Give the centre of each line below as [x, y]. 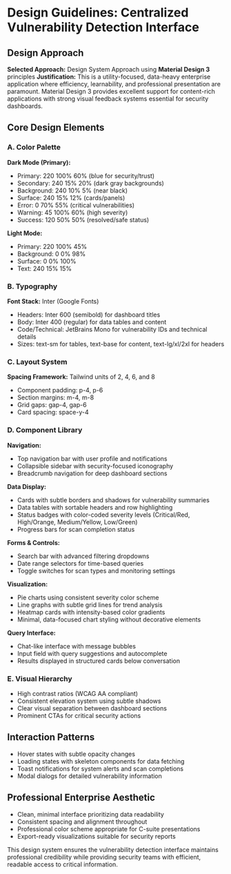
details [27, 337]
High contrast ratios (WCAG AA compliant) [78, 693]
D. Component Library [45, 430]
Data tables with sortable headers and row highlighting [95, 507]
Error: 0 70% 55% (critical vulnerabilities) [76, 205]
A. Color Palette [34, 148]
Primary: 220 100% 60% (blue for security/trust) [86, 176]
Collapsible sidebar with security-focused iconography [95, 466]
